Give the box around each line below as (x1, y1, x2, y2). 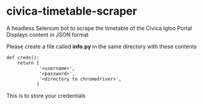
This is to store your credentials (6, 92, 86, 99)
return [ (17, 60, 40, 66)
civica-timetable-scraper (6, 4, 138, 18)
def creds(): (6, 54, 40, 60)
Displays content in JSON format (6, 31, 89, 38)
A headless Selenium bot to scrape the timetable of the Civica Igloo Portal (6, 24, 193, 32)
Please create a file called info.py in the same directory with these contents (6, 43, 197, 50)
